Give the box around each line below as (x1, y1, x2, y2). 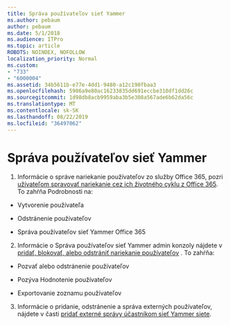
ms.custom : (7, 62, 39, 69)
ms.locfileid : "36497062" (7, 119, 82, 127)
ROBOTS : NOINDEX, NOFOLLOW (7, 49, 85, 56)
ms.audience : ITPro (7, 36, 64, 43)
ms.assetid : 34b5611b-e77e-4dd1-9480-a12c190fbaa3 (7, 81, 157, 88)
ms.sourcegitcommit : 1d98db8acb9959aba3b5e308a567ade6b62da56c (7, 94, 194, 101)
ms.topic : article (7, 42, 60, 49)
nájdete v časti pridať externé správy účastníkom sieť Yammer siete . (17, 310, 212, 318)
